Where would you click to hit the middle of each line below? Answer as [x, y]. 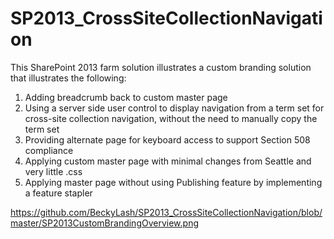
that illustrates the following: [68, 78]
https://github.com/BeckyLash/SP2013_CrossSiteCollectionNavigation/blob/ [166, 212]
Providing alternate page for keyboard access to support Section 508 [167, 139]
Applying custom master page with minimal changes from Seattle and [168, 161]
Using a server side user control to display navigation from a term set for [174, 108]
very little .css [53, 171]
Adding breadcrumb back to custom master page [126, 97]
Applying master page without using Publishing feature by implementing [173, 182]
